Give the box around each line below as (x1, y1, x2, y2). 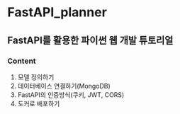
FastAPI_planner (7, 4, 108, 21)
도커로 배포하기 (17, 99, 60, 108)
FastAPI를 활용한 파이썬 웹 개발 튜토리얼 (7, 34, 174, 46)
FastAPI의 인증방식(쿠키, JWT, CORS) (17, 90, 125, 99)
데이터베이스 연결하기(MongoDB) (17, 81, 111, 90)
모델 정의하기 (17, 72, 55, 81)
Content (7, 56, 37, 66)
